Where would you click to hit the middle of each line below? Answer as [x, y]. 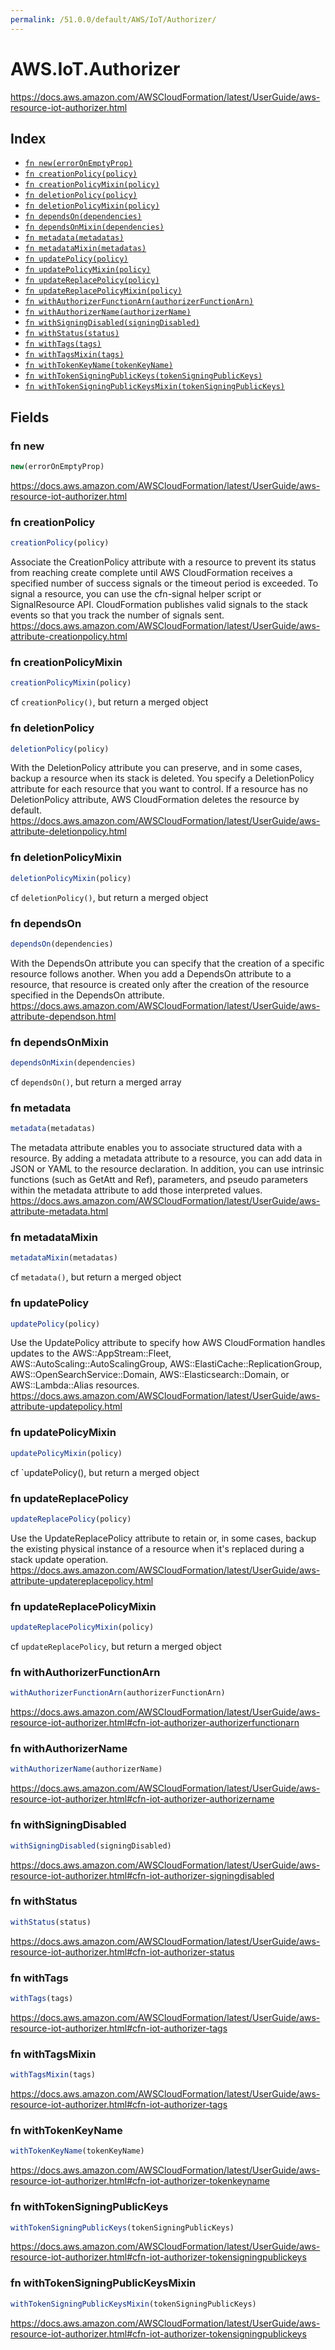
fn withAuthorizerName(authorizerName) [108, 312]
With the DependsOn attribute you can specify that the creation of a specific [167, 963]
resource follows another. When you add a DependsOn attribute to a [151, 973]
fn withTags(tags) [63, 344]
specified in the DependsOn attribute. [87, 995]
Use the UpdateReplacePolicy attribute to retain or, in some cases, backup [163, 1538]
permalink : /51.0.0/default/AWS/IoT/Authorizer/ [113, 19]
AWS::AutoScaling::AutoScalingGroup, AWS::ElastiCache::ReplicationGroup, [166, 1364]
